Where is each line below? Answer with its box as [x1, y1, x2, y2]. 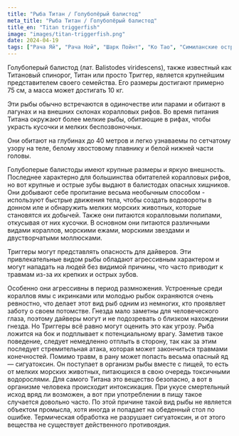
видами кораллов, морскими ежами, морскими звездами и [7, 226, 190, 234]
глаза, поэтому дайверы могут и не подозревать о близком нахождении [7, 315, 229, 323]
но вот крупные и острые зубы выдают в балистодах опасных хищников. [7, 181, 230, 189]
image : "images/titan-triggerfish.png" [7, 30, 126, 38]
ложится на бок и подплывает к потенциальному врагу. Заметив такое [7, 330, 224, 338]
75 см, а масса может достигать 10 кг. [7, 86, 124, 94]
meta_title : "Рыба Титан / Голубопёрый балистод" [7, 17, 158, 24]
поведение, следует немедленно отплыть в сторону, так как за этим [7, 337, 217, 345]
